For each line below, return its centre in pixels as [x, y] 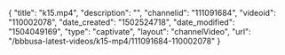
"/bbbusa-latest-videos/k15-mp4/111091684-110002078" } [115, 41]
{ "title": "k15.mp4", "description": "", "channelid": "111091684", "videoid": [142, 13]
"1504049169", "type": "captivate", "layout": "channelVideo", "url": [130, 31]
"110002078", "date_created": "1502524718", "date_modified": [122, 22]
